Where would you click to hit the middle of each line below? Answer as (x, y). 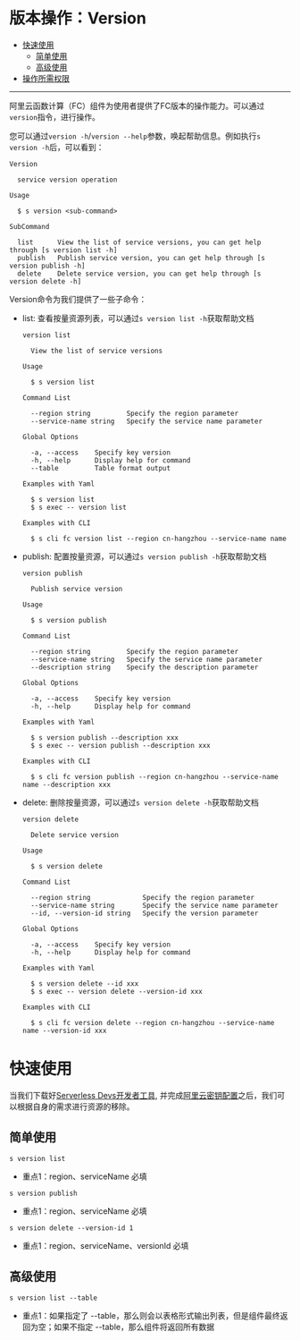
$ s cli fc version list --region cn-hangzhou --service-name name (159, 539)
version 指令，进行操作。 (55, 116)
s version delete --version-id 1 (71, 1228)
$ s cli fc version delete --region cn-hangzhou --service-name (153, 1022)
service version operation (67, 180)
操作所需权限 (46, 78)
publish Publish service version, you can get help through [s (142, 258)
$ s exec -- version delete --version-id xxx (117, 991)
